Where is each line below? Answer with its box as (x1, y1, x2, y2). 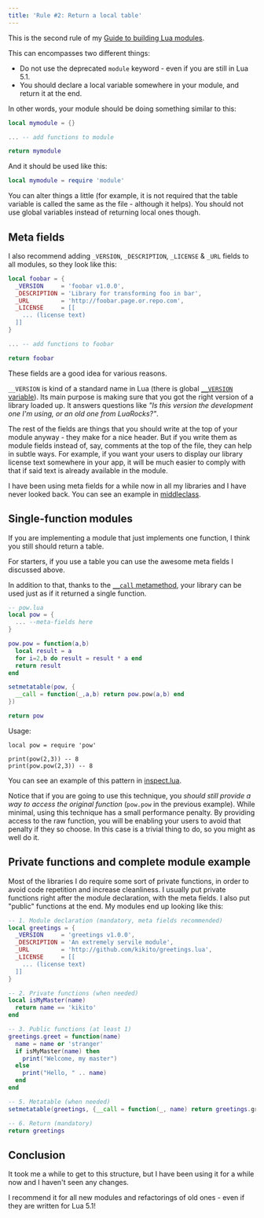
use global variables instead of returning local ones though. (8, 207, 201, 217)
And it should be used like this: (8, 162, 108, 171)
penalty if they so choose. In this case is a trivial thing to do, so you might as (8, 824, 255, 834)
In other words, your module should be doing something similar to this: (8, 104, 237, 113)
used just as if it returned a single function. (8, 589, 147, 598)
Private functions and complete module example (8, 856, 251, 869)
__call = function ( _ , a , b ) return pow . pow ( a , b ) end (15, 691, 185, 699)
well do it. (8, 832, 39, 842)
